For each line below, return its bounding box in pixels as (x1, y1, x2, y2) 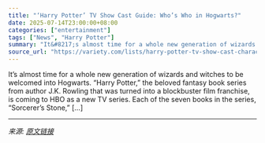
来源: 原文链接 (8, 126, 54, 136)
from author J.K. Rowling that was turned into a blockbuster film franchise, (8, 86, 250, 95)
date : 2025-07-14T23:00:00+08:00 (8, 19, 118, 27)
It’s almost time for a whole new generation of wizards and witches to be (8, 70, 244, 79)
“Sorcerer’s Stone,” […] (8, 103, 84, 112)
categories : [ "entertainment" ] (8, 26, 111, 34)
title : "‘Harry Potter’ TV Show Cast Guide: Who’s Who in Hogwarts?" (8, 11, 242, 20)
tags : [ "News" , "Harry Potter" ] (8, 33, 114, 42)
